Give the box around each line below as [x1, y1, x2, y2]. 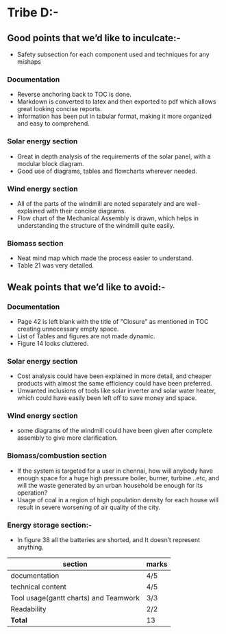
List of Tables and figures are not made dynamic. [16, 331, 155, 340]
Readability [10, 604, 47, 614]
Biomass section [7, 238, 64, 248]
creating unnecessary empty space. [16, 325, 119, 333]
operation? [16, 489, 48, 497]
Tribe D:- [7, 5, 59, 21]
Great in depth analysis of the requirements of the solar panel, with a [16, 152, 211, 161]
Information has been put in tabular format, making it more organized [16, 112, 212, 121]
